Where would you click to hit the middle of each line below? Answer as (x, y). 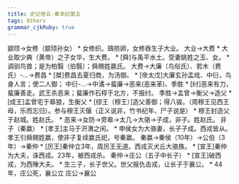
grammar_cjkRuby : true (41, 27)
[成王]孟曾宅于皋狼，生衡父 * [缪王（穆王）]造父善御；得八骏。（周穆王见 (112, 102)
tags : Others (27, 21)
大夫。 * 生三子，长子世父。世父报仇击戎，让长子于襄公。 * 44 (130, 164)
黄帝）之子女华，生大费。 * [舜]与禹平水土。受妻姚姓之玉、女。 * (134, 57)
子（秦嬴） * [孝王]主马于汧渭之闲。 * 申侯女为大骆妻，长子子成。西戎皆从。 (119, 128)
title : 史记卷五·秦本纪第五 (44, 14)
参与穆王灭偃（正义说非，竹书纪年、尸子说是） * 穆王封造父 (142, 111)
